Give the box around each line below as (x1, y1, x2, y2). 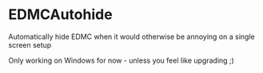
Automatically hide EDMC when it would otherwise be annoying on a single (8, 32, 255, 41)
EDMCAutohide (8, 6, 114, 24)
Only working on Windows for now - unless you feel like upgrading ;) (8, 56, 234, 65)
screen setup (8, 40, 52, 49)
